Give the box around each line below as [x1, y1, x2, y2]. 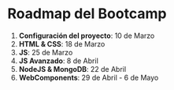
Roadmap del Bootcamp [7, 5, 167, 23]
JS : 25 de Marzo [18, 47, 73, 57]
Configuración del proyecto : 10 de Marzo [18, 31, 155, 40]
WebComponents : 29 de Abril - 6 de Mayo [18, 73, 159, 82]
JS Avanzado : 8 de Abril [18, 56, 99, 66]
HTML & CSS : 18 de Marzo [18, 39, 106, 48]
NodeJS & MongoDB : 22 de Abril [18, 64, 127, 73]
